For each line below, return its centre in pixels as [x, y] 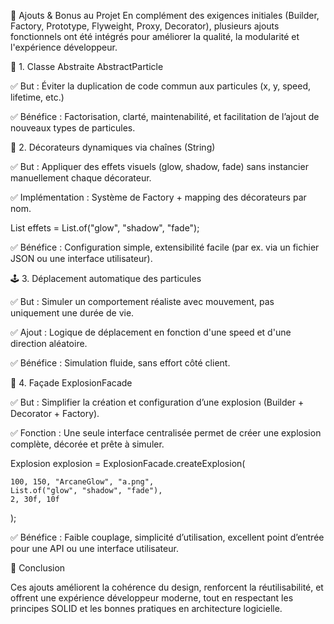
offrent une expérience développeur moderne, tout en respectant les [152, 598]
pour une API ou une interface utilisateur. [94, 548]
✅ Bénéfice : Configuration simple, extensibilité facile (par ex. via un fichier [165, 247]
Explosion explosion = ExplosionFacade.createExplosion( [128, 463]
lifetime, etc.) [37, 97]
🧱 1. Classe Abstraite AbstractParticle [87, 66]
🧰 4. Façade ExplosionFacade [71, 383]
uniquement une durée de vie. [72, 313]
